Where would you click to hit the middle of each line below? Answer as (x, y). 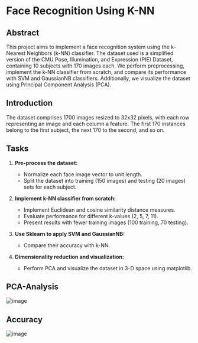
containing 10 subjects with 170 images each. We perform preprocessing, (95, 66)
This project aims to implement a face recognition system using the (88, 47)
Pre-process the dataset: (46, 163)
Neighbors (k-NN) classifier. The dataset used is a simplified (100, 53)
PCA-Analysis (33, 287)
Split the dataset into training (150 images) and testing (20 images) (105, 180)
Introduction (30, 103)
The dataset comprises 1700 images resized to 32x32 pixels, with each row (98, 117)
